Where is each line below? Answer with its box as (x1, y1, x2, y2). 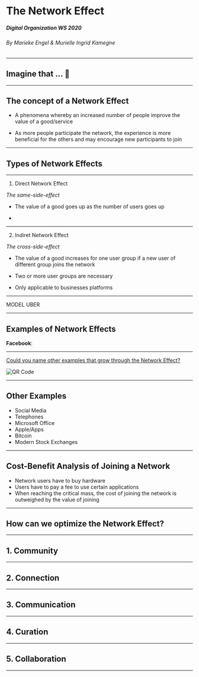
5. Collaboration (6, 654, 66, 664)
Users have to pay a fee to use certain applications (14, 483, 139, 490)
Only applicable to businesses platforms (14, 284, 113, 291)
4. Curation (6, 627, 49, 637)
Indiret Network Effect (14, 232, 69, 239)
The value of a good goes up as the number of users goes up (14, 203, 165, 210)
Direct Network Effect (14, 180, 68, 187)
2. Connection (6, 572, 60, 583)
